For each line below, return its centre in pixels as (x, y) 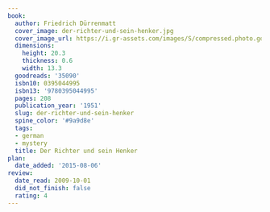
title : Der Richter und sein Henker (76, 151)
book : (17, 16)
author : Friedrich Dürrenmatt (65, 23)
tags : (24, 128)
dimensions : (35, 46)
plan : (17, 158)
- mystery (31, 143)
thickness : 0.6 (48, 61)
